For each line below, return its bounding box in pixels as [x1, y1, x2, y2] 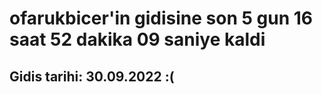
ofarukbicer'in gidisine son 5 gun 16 [9, 7, 313, 30]
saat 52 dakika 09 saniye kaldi [9, 28, 266, 51]
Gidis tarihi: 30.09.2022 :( [9, 68, 175, 85]
